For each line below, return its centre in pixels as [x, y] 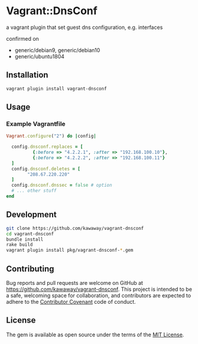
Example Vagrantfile [36, 124]
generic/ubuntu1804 [40, 56]
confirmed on [23, 38]
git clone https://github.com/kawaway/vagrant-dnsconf [75, 228]
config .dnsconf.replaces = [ [47, 147]
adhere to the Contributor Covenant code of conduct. [71, 301]
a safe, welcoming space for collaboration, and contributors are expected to [98, 295]
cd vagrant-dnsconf [30, 234]
